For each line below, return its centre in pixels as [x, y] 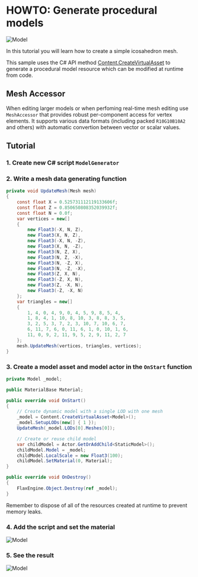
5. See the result [30, 555]
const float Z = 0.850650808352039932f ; [67, 208]
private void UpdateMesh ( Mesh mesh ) [51, 191]
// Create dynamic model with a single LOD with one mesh [90, 412]
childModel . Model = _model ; [51, 450]
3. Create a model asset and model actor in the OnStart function [99, 366]
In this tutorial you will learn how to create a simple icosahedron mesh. [92, 51]
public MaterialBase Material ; [45, 390]
